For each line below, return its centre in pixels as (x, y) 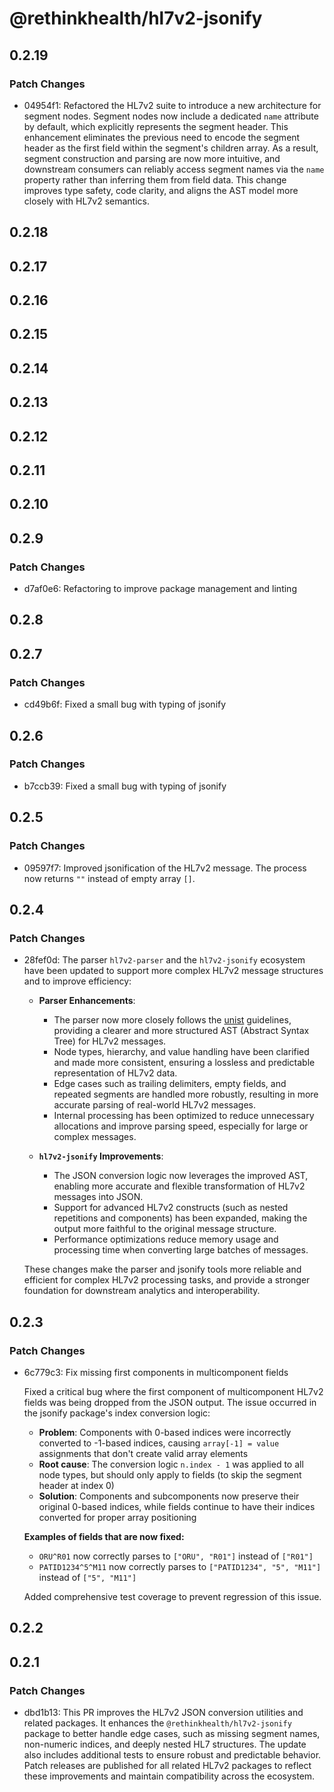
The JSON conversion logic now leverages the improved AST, (181, 1176)
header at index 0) (76, 1485)
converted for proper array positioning (117, 1517)
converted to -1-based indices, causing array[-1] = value (159, 1443)
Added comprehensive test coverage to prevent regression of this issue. (172, 1596)
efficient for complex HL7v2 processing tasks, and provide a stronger (167, 1280)
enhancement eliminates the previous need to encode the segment (162, 137)
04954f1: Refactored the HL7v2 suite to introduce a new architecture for (172, 105)
